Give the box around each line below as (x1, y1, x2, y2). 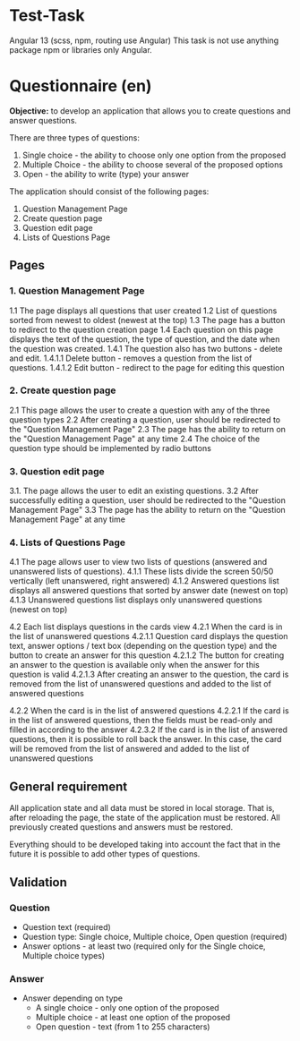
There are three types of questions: (9, 132, 141, 143)
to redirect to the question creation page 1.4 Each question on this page (9, 324, 274, 335)
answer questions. (9, 115, 78, 125)
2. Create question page (9, 384, 116, 397)
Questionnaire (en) (9, 76, 152, 97)
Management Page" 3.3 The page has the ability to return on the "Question (9, 505, 287, 516)
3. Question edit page (9, 465, 105, 477)
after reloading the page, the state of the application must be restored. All (9, 812, 280, 823)
